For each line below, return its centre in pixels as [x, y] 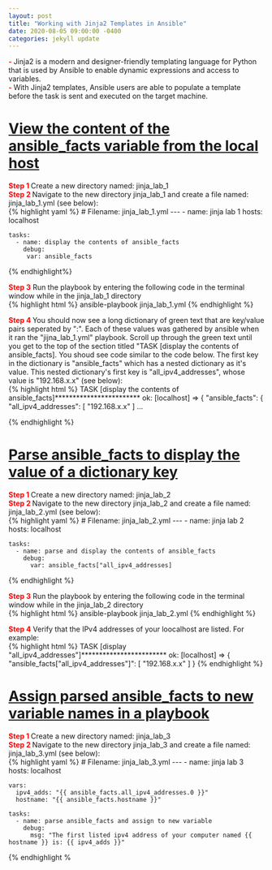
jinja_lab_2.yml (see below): [55, 512]
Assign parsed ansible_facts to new [131, 697]
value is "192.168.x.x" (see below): [66, 381]
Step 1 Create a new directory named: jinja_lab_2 [90, 495]
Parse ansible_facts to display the [124, 455]
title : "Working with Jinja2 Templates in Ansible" [97, 24]
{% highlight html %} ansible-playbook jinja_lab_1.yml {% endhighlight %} [131, 304]
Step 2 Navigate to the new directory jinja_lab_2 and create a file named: [130, 503]
